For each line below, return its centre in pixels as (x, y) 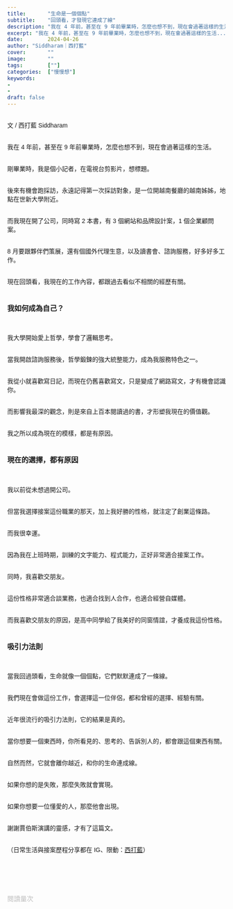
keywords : (21, 78)
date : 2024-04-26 (43, 40)
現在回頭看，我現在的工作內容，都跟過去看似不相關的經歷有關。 (98, 282)
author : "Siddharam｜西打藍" (47, 46)
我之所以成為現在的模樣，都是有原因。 (62, 434)
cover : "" (31, 53)
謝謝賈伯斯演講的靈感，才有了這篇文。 (62, 828)
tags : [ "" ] (34, 65)
